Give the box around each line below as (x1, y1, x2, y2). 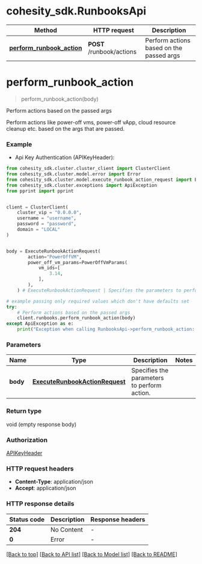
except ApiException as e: (6, 321, 74, 327)
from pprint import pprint (6, 188, 74, 194)
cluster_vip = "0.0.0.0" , (17, 210, 82, 216)
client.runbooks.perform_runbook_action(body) (17, 315, 136, 321)
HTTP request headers (6, 464, 74, 472)
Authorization (6, 436, 48, 444)
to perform (131, 381, 162, 390)
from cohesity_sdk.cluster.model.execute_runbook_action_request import (6, 177, 192, 183)
